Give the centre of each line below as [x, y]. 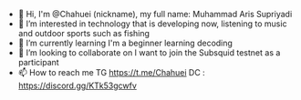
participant [38, 62]
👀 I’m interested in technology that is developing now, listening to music [152, 24]
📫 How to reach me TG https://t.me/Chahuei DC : [111, 72]
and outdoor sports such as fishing [84, 33]
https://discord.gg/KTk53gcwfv [77, 85]
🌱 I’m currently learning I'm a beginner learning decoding [125, 43]
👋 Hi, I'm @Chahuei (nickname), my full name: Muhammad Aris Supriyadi [155, 14]
